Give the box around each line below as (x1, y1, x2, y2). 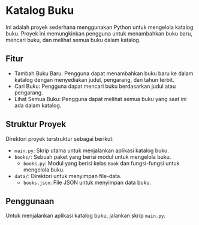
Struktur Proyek (5, 119, 67, 129)
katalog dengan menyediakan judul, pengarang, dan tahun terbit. (14, 76, 174, 83)
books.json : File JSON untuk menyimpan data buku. (23, 179, 152, 186)
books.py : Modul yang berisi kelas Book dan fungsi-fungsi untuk (23, 159, 180, 167)
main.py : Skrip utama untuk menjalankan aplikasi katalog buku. (14, 147, 169, 154)
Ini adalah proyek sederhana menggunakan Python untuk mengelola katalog (5, 23, 194, 31)
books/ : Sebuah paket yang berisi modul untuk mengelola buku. (14, 153, 171, 160)
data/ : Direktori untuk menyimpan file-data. (14, 172, 122, 179)
